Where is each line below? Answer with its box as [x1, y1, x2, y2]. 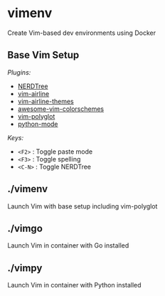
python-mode [17, 120, 58, 128]
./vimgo [7, 222, 43, 234]
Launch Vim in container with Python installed [7, 281, 142, 290]
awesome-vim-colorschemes [17, 105, 105, 113]
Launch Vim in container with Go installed [7, 241, 129, 250]
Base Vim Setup [7, 49, 80, 61]
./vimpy [7, 262, 43, 274]
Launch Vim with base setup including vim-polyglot [7, 201, 158, 211]
